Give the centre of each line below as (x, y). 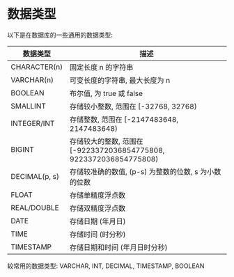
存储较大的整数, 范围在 (106, 141)
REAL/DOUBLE (35, 207)
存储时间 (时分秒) (98, 234)
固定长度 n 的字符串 (101, 67)
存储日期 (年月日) (98, 221)
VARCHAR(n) (32, 79)
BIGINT (23, 149)
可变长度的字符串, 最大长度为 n (120, 80)
